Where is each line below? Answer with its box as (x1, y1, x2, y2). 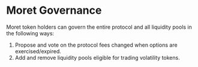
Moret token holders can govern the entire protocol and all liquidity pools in (6, 23, 192, 31)
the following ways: (6, 29, 55, 36)
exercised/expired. (14, 47, 61, 54)
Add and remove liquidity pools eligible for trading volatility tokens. (14, 54, 180, 61)
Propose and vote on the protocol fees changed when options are (14, 41, 178, 48)
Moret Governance (6, 4, 102, 17)
